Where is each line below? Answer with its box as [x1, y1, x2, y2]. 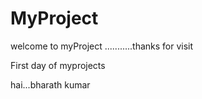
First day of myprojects [10, 59, 106, 71]
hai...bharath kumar [10, 78, 91, 91]
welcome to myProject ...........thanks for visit [10, 40, 194, 52]
